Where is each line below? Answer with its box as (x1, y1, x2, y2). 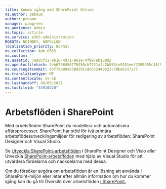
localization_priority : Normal (5, 44, 70, 49)
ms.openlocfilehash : (5, 62, 48, 67)
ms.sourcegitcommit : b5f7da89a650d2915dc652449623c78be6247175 (5, 67, 138, 72)
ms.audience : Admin (5, 26, 45, 31)
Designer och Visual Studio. (5, 139, 62, 145)
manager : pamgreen (5, 21, 43, 26)
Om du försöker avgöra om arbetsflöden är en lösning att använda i (5, 168, 142, 174)
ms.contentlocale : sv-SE (5, 76, 56, 81)
